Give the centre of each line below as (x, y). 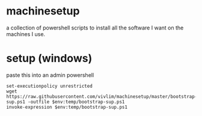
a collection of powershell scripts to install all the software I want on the (95, 28)
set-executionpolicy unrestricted (50, 86)
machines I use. (26, 34)
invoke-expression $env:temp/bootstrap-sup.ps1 (67, 107)
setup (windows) (49, 59)
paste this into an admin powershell (50, 75)
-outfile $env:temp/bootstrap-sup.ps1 (76, 102)
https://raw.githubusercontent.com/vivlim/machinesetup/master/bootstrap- (102, 96)
